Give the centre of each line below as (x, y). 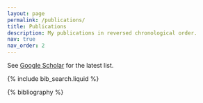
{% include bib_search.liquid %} (53, 79)
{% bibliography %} (35, 92)
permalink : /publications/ (46, 20)
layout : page (26, 13)
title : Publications (37, 26)
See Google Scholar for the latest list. (60, 65)
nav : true (22, 39)
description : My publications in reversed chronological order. (102, 33)
